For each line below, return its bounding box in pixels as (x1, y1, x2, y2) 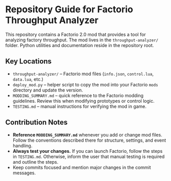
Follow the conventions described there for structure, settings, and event (12, 137, 166, 143)
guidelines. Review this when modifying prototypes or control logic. (12, 98, 155, 104)
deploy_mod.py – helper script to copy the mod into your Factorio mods (12, 81, 158, 87)
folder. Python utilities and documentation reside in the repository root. (5, 42, 154, 48)
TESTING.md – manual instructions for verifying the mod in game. (12, 103, 147, 109)
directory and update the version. (12, 87, 83, 93)
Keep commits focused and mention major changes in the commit (12, 164, 152, 170)
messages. (12, 170, 36, 176)
